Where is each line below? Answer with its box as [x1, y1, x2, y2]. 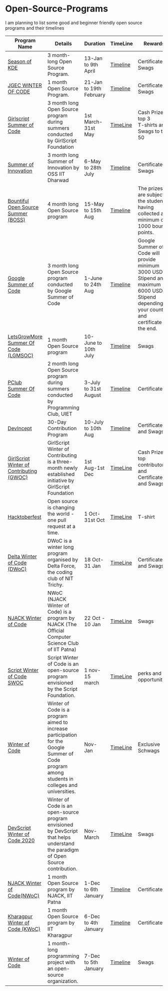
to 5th [84, 958, 98, 965]
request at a [47, 523, 76, 530]
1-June [84, 274, 102, 281]
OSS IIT [47, 170, 65, 177]
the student [137, 197, 165, 204]
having [137, 204, 154, 211]
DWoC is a [47, 537, 72, 544]
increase [47, 725, 68, 732]
